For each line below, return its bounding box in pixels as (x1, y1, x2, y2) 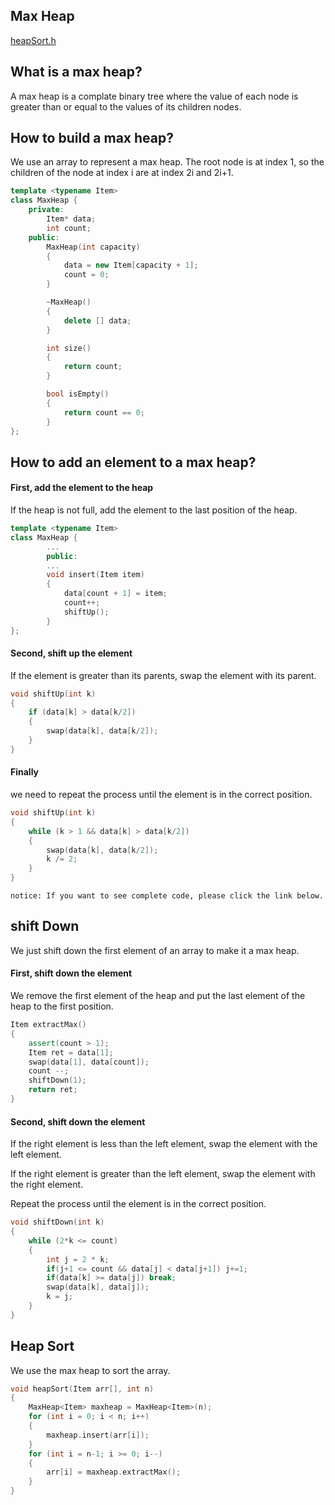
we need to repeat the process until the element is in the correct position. (10, 789, 313, 801)
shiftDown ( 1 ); (28, 1075, 87, 1086)
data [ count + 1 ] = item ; (63, 589, 168, 599)
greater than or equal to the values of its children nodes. (10, 100, 242, 113)
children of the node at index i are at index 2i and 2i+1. (10, 167, 234, 179)
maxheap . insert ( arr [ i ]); (46, 1430, 150, 1440)
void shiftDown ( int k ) (10, 1217, 105, 1228)
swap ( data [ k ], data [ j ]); (46, 1282, 150, 1293)
